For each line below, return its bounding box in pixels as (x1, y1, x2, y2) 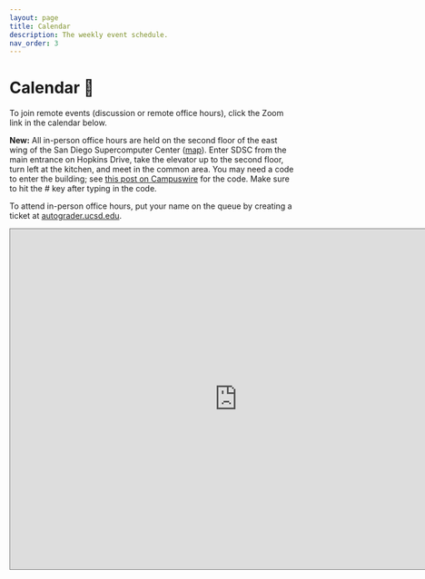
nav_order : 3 (9, 38, 59, 48)
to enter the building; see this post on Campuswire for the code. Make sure (9, 173, 291, 184)
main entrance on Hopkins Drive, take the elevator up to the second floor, (9, 154, 284, 165)
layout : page (9, 13, 59, 23)
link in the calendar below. (9, 117, 107, 128)
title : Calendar (9, 22, 71, 31)
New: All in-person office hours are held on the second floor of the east (9, 135, 278, 146)
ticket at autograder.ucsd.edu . (9, 211, 123, 221)
